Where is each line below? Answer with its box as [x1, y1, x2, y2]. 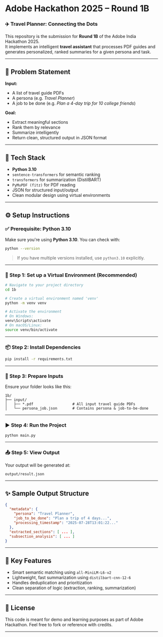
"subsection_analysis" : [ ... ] [9, 534, 75, 539]
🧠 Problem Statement [5, 68, 71, 76]
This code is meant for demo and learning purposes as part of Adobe [5, 617, 144, 622]
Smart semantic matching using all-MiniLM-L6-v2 [12, 569, 112, 575]
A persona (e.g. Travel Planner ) [12, 95, 75, 101]
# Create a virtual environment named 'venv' [5, 296, 98, 301]
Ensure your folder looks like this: [5, 384, 72, 390]
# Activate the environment [5, 309, 62, 314]
